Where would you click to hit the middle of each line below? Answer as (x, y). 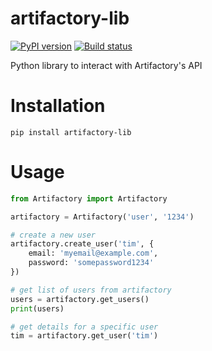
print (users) (37, 308)
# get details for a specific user (84, 327)
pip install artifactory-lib (71, 132)
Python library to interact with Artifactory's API (106, 65)
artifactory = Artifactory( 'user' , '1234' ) (102, 217)
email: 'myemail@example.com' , (93, 253)
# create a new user (53, 235)
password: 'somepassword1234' (91, 263)
